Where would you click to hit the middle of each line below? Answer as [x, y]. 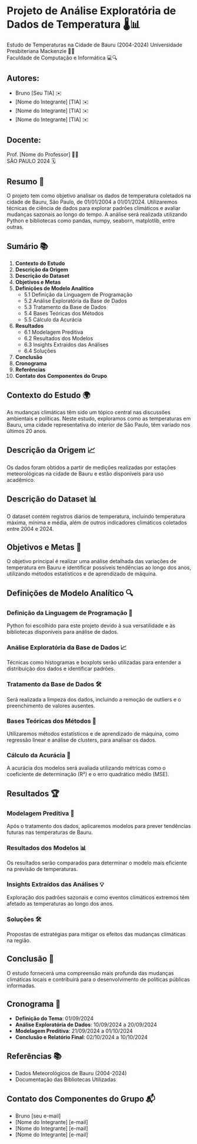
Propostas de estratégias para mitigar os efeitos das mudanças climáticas [96, 934]
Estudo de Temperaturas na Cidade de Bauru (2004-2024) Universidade [95, 45]
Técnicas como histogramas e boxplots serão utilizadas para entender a [94, 663]
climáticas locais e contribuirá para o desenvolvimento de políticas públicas [98, 979]
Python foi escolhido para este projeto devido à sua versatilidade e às [91, 626]
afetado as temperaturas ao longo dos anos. [60, 903]
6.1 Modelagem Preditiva [54, 332]
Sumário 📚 [28, 246]
